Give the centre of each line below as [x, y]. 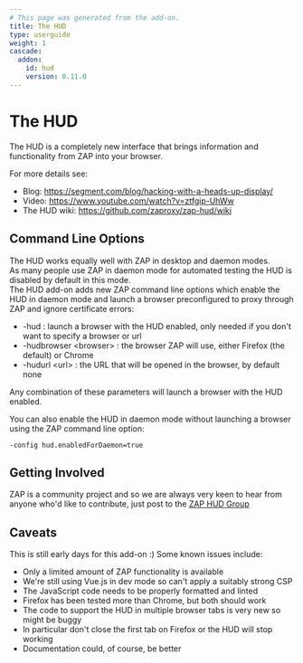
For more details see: [49, 174]
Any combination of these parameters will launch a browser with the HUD [146, 392]
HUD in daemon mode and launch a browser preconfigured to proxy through [151, 298]
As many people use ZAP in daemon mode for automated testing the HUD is [151, 270]
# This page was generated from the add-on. [95, 18]
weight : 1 [28, 43]
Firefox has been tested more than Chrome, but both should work [144, 601]
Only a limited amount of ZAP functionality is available [123, 572]
